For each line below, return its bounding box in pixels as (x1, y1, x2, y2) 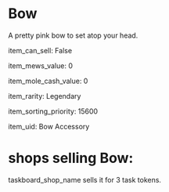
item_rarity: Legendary (8, 91, 81, 100)
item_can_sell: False (8, 45, 73, 55)
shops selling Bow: (8, 150, 134, 167)
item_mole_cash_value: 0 (8, 76, 88, 85)
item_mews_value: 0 (8, 60, 73, 71)
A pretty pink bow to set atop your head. (8, 31, 138, 40)
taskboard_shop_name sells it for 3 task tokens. (8, 175, 162, 184)
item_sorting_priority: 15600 (8, 107, 99, 116)
